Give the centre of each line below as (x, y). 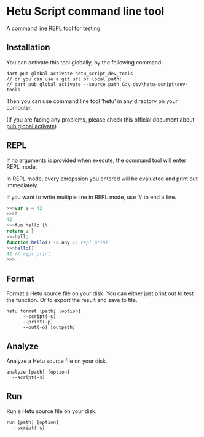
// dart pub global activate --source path (63, 84)
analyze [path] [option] (38, 372)
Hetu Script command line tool (85, 11)
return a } (20, 231)
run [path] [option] (33, 422)
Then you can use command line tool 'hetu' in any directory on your (92, 101)
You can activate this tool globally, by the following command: (84, 62)
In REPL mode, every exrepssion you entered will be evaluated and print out (102, 179)
